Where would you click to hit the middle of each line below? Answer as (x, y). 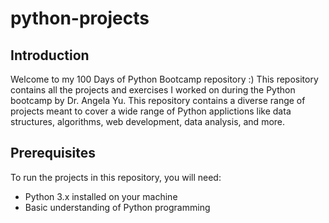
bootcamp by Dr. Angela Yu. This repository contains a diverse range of (158, 100)
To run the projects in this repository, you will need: (116, 177)
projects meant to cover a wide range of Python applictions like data (151, 111)
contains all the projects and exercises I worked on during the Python (153, 90)
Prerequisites (53, 153)
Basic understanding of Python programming (117, 207)
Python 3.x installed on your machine (101, 196)
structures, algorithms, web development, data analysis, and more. (148, 121)
